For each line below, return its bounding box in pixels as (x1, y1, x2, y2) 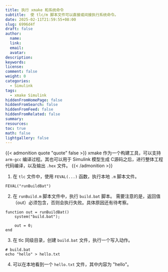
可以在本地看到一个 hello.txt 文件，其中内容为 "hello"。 (12, 261, 132, 267)
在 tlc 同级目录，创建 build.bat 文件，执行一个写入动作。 (12, 237, 133, 243)
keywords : (5, 60, 26, 65)
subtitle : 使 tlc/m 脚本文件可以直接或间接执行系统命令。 (5, 12, 119, 17)
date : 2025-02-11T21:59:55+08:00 (5, 17, 76, 22)
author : (5, 31, 22, 36)
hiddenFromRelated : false (5, 112, 60, 117)
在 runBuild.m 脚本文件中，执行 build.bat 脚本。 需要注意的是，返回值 (12, 193, 161, 199)
